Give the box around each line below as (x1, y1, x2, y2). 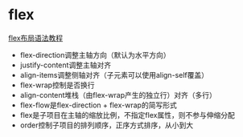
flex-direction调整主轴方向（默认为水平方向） (19, 50, 171, 59)
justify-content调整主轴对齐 (19, 60, 111, 70)
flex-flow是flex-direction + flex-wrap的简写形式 (19, 100, 177, 110)
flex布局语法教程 (8, 33, 64, 42)
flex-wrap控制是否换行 (19, 80, 95, 90)
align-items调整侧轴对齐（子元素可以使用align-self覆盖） (19, 70, 209, 79)
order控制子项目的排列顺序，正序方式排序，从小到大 (19, 120, 194, 130)
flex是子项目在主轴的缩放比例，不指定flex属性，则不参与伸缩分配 (19, 110, 235, 119)
